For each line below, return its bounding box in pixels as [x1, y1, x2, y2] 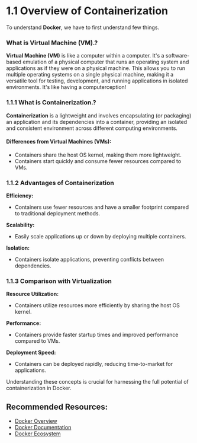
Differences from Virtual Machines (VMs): [6, 138, 112, 145]
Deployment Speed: [6, 349, 56, 356]
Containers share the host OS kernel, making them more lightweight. [14, 151, 182, 158]
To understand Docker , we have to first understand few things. [6, 24, 160, 31]
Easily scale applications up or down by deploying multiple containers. [14, 233, 186, 240]
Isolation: [6, 244, 30, 251]
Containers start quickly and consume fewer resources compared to [14, 157, 182, 164]
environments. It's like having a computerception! [6, 84, 127, 91]
